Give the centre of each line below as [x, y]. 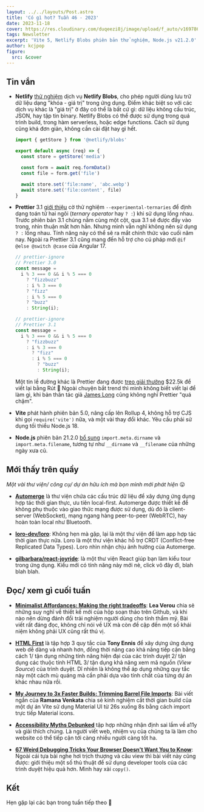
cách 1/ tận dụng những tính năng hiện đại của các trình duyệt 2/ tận [100, 656]
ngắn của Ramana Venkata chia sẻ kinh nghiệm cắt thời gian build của [104, 700]
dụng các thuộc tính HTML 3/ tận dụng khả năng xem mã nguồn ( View [103, 662]
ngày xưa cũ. [31, 450]
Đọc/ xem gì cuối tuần [49, 591]
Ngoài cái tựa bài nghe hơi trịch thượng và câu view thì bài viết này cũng [105, 756]
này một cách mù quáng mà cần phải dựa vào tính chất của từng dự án [104, 675]
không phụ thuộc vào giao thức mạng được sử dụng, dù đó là [91, 509]
